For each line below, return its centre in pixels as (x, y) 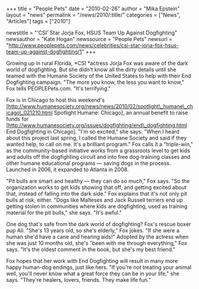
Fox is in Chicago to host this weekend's (56, 100)
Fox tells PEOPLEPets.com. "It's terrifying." (59, 88)
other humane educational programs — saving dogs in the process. (89, 163)
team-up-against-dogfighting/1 (44, 52)
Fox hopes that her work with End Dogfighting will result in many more (92, 261)
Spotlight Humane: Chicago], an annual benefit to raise (121, 113)
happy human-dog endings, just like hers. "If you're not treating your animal (99, 267)
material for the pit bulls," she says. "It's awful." (64, 213)
